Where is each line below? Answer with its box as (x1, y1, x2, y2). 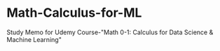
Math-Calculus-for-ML (6, 5, 142, 21)
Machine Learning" (6, 35, 62, 43)
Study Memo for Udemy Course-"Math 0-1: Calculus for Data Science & (6, 28, 214, 36)
